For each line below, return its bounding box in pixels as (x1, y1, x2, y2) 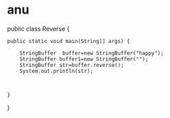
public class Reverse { (7, 25, 70, 33)
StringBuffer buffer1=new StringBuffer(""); (19, 55, 149, 63)
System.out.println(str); (19, 68, 94, 74)
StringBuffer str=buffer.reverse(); (19, 61, 125, 68)
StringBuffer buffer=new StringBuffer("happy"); (19, 50, 165, 57)
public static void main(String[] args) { (7, 38, 130, 44)
